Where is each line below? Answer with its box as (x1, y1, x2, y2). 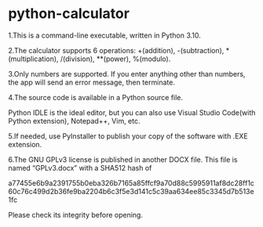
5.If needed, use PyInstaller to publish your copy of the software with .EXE (8, 131, 249, 141)
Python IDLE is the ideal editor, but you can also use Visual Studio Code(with (8, 107, 256, 117)
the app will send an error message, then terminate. (8, 77, 175, 87)
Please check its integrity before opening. (8, 210, 144, 219)
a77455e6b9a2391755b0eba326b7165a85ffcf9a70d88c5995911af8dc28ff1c (8, 178, 255, 188)
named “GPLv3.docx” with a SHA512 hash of (8, 163, 152, 172)
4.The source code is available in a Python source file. (8, 92, 183, 102)
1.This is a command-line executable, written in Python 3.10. (8, 31, 202, 40)
